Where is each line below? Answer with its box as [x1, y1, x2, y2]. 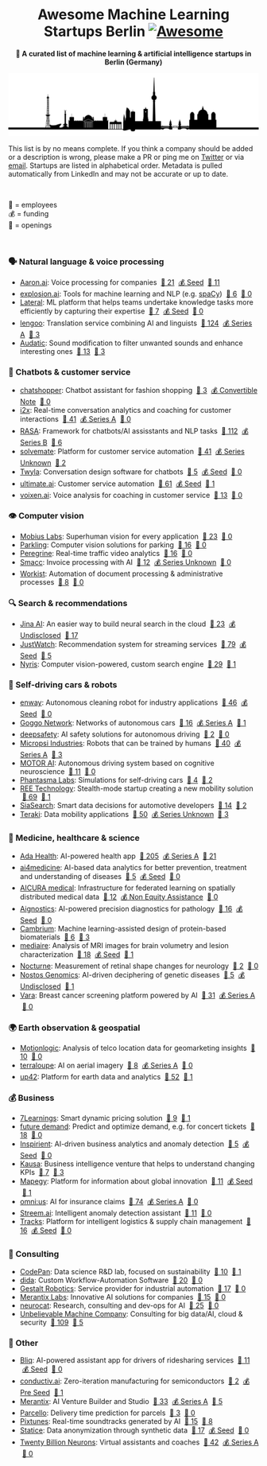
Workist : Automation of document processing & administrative [19, 569, 223, 578]
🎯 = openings [8, 220, 52, 230]
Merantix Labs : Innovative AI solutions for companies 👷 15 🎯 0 [19, 1292, 226, 1301]
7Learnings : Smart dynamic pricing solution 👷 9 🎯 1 [19, 1114, 191, 1123]
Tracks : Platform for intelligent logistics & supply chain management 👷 [19, 1217, 252, 1227]
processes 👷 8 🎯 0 [19, 577, 84, 586]
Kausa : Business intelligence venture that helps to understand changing [19, 1159, 255, 1169]
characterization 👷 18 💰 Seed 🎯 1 [19, 949, 133, 959]
